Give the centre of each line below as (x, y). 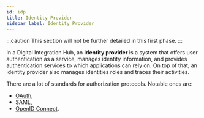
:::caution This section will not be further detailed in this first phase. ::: (94, 41)
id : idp (16, 12)
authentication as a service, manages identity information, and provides (97, 59)
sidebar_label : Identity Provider (51, 23)
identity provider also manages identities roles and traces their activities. (98, 72)
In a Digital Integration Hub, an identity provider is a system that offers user (102, 53)
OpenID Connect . (37, 109)
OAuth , (24, 96)
